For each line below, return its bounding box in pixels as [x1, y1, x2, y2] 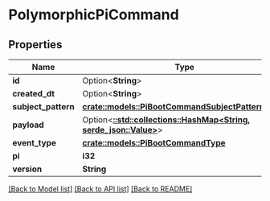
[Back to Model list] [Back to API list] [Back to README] [8, 184, 193, 194]
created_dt [12, 88, 55, 99]
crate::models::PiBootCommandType [82, 137, 226, 148]
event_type [12, 137, 56, 148]
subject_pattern [12, 101, 75, 112]
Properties [8, 38, 63, 51]
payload [12, 119, 44, 130]
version [12, 163, 43, 174]
